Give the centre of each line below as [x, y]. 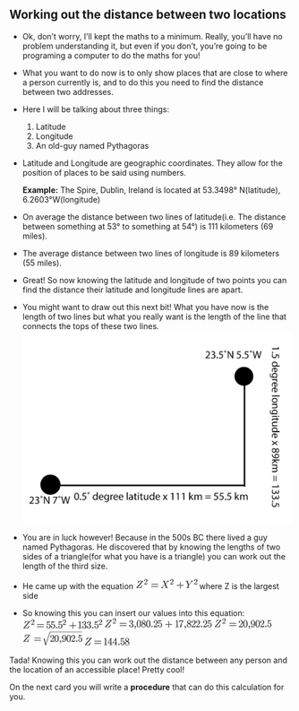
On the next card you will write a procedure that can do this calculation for [147, 687]
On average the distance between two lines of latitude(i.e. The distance [154, 217]
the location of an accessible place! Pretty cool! [97, 669]
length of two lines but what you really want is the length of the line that [154, 316]
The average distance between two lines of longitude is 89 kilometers [151, 253]
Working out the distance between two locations [148, 15]
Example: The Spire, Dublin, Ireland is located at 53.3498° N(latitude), [151, 190]
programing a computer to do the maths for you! [111, 55]
